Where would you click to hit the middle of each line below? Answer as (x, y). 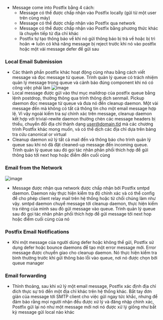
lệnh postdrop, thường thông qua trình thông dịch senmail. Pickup (78, 98)
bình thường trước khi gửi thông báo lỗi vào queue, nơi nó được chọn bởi (85, 258)
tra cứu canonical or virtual (39, 135)
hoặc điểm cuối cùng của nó (41, 219)
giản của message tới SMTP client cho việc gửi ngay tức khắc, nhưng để (85, 297)
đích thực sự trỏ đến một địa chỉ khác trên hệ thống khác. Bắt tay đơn (82, 291)
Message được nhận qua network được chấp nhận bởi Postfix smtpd (81, 188)
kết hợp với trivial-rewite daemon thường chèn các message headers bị (84, 119)
